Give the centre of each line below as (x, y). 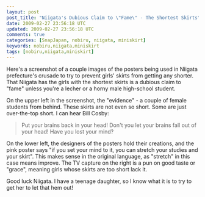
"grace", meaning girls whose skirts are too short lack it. (77, 169)
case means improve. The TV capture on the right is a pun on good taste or (101, 163)
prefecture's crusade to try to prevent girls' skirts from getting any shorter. (100, 75)
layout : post (23, 12)
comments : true (26, 35)
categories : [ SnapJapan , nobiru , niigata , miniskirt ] (76, 40)
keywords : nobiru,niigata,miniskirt (53, 46)
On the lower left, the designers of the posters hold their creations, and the (100, 143)
